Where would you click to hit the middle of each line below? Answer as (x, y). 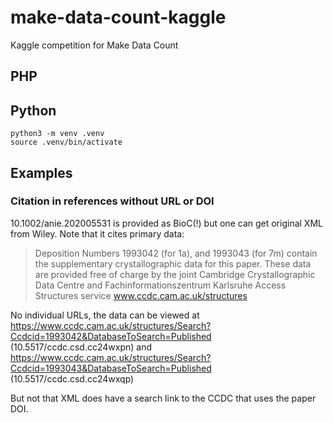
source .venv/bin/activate (66, 142)
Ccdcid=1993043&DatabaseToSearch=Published (111, 368)
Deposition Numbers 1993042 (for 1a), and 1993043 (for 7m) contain (176, 253)
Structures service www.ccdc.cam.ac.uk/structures (141, 295)
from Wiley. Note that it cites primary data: (97, 233)
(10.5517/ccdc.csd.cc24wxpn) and (81, 347)
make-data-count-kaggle (118, 17)
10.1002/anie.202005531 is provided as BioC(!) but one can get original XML (166, 223)
